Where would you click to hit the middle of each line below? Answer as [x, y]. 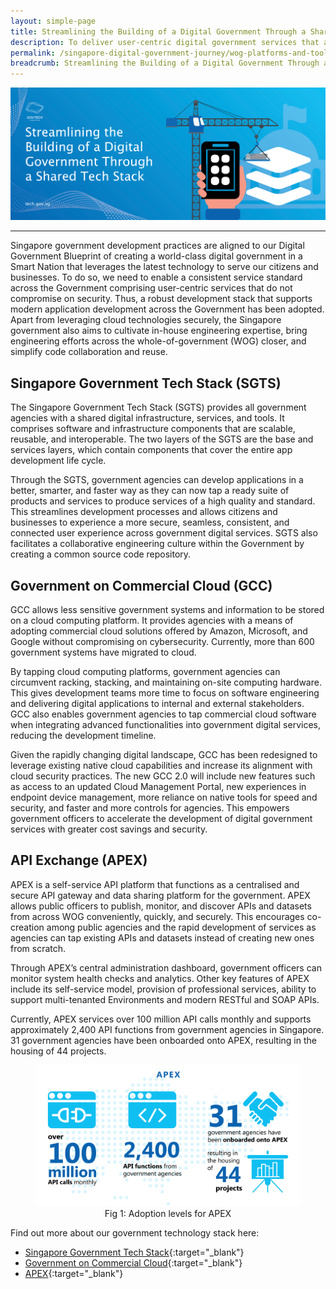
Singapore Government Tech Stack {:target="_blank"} [134, 1252]
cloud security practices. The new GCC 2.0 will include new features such [163, 776]
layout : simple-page [53, 21]
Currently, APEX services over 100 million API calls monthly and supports [161, 1019]
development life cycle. [58, 461]
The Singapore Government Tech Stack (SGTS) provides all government [158, 407]
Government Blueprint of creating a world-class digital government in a [156, 256]
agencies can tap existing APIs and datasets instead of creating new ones [162, 937]
